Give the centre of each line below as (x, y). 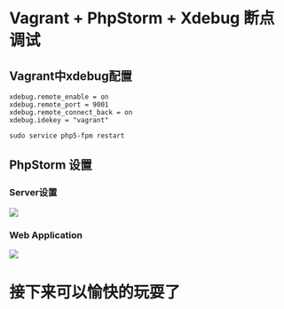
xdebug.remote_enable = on (59, 97)
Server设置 (33, 193)
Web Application (46, 234)
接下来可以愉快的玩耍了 (95, 293)
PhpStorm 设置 (51, 165)
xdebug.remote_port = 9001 (59, 105)
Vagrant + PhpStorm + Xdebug (125, 18)
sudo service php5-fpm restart (67, 136)
